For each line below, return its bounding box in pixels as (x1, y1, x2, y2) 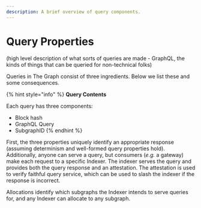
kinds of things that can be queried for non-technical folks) (6, 61, 152, 68)
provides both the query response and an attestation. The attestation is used (6, 164, 196, 171)
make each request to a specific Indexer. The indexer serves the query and (6, 158, 192, 165)
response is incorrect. (6, 177, 61, 184)
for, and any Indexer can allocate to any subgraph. (6, 195, 131, 202)
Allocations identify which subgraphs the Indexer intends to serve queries (6, 188, 189, 195)
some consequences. (6, 79, 60, 86)
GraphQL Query (14, 120, 55, 127)
